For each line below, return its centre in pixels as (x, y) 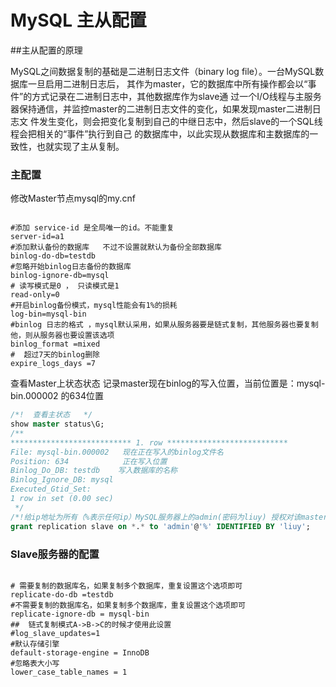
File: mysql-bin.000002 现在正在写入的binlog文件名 (117, 452)
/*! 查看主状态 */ (51, 415)
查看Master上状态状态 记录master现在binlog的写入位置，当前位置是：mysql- (168, 383)
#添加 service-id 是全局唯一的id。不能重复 (92, 228)
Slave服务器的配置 (55, 554)
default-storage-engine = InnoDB (80, 652)
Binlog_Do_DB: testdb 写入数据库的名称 (94, 471)
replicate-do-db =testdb (62, 594)
